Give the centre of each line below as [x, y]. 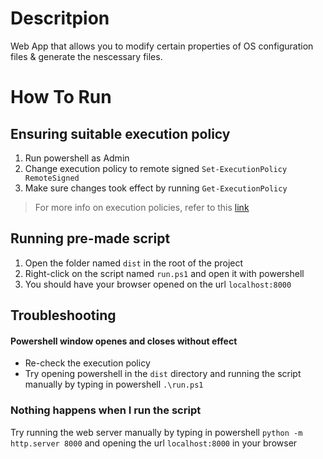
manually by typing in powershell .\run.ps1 [114, 384]
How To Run [61, 97]
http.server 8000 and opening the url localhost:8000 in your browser [154, 443]
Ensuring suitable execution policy [120, 133]
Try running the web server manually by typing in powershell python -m [156, 432]
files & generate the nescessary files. [86, 56]
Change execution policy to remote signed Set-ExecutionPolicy [156, 168]
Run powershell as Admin [77, 158]
